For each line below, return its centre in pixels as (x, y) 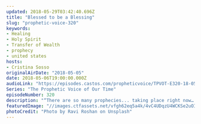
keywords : (19, 28)
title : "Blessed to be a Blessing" (51, 17)
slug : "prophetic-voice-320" (42, 23)
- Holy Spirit (24, 39)
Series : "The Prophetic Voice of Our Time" (61, 89)
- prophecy (20, 51)
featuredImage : (25, 106)
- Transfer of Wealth (33, 45)
